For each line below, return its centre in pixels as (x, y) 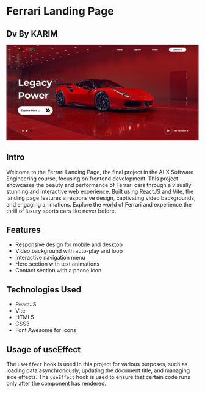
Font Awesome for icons (45, 330)
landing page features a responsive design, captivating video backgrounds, (101, 198)
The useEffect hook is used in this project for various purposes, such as (97, 364)
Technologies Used (44, 290)
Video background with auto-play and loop (69, 251)
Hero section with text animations (57, 264)
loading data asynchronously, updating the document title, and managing (98, 370)
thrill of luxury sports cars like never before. (61, 211)
